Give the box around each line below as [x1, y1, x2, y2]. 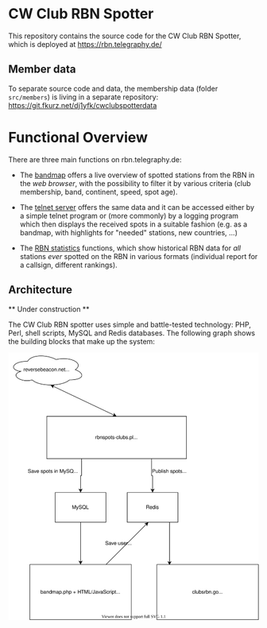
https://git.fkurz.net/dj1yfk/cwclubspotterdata [8, 100, 157, 110]
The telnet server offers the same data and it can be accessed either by [19, 202, 255, 211]
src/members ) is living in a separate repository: [8, 92, 159, 102]
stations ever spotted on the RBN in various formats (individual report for [19, 251, 258, 261]
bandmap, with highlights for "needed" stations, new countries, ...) [19, 227, 238, 237]
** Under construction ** [8, 304, 90, 314]
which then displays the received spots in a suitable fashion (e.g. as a [19, 219, 248, 229]
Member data [8, 63, 76, 76]
